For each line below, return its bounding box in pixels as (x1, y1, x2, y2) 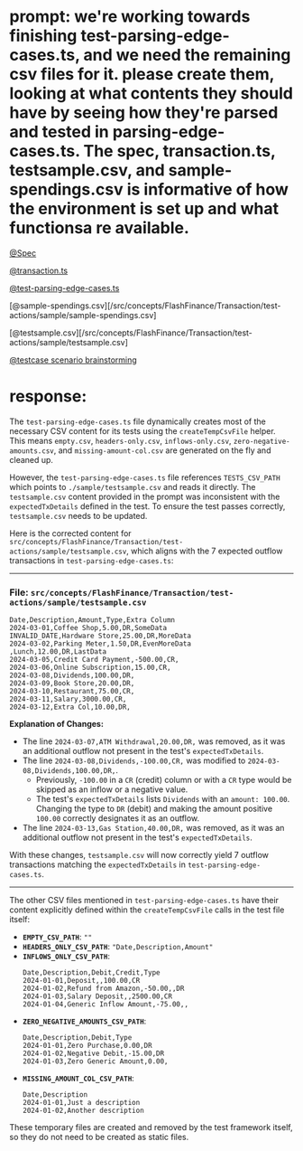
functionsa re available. (9, 218, 189, 239)
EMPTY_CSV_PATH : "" (22, 931, 93, 942)
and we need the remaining (83, 45, 291, 65)
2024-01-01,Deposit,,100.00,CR (22, 976, 141, 986)
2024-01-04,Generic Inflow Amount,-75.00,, (22, 1000, 189, 1009)
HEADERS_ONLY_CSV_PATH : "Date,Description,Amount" (22, 941, 214, 952)
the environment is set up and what (9, 199, 280, 219)
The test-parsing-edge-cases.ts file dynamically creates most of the (9, 416, 266, 427)
